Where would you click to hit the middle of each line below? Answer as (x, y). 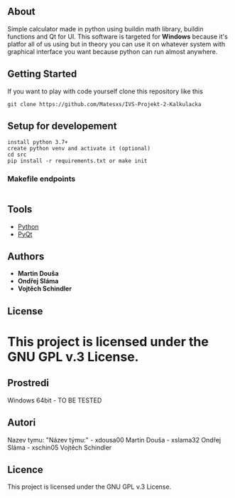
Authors (26, 256)
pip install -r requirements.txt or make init (77, 161)
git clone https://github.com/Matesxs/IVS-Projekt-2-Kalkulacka (104, 104)
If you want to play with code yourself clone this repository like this (105, 91)
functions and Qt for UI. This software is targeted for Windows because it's (118, 36)
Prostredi (28, 383)
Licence (26, 470)
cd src (17, 155)
